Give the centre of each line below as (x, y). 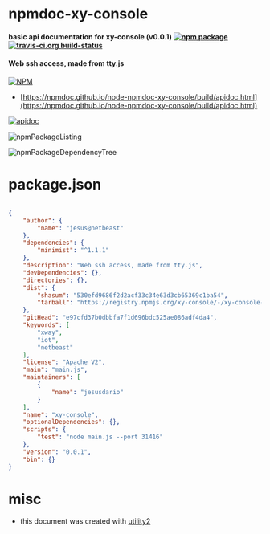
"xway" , (50, 332)
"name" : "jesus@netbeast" (81, 228)
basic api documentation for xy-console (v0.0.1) (90, 36)
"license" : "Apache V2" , (64, 362)
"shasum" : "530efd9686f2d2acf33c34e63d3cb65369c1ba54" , (133, 295)
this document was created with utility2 (85, 521)
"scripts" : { (45, 430)
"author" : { (43, 220)
